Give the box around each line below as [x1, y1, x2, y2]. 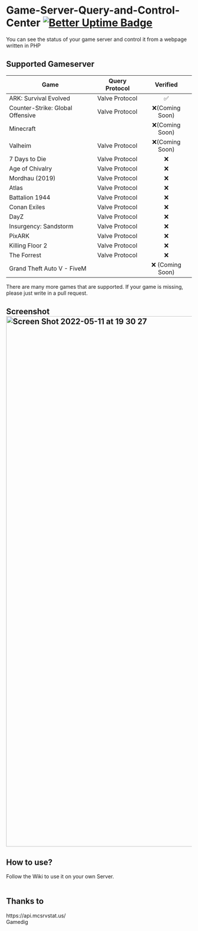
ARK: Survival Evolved [9, 94, 71, 102]
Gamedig [6, 918, 28, 925]
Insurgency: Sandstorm [9, 222, 74, 230]
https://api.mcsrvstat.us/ [6, 912, 66, 919]
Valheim [9, 141, 31, 150]
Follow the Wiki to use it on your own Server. [6, 872, 114, 880]
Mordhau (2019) [9, 174, 56, 182]
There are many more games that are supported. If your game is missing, [6, 283, 184, 290]
